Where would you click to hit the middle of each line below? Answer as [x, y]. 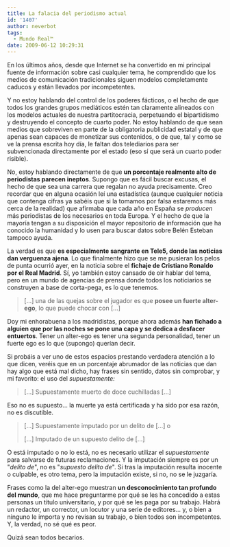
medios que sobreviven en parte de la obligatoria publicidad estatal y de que [115, 129]
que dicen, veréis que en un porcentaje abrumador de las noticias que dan [112, 364]
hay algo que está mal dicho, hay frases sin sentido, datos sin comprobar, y [114, 371]
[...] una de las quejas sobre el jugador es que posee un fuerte [112, 301]
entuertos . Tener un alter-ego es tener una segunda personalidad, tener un [114, 336]
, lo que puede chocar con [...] [78, 308]
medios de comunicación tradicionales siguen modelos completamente [107, 79]
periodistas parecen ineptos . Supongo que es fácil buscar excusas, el [107, 179]
